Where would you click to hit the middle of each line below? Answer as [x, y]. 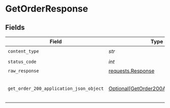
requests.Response [132, 71]
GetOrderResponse [47, 9]
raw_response [24, 71]
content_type [24, 51]
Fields [15, 28]
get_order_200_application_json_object [56, 89]
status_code [22, 62]
